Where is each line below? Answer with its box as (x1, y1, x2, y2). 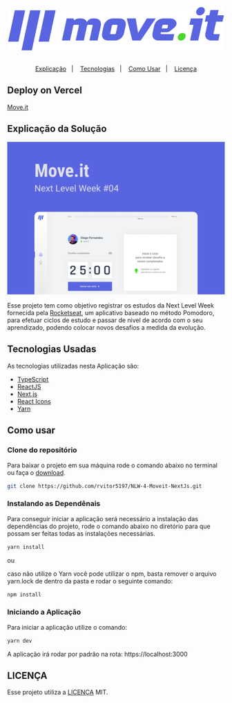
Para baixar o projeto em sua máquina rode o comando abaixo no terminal (7, 461, 217, 469)
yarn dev (7, 637, 32, 644)
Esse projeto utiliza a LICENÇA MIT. (7, 688, 108, 697)
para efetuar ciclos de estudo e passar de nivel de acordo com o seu (7, 316, 203, 324)
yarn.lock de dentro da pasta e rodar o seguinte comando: (7, 577, 173, 585)
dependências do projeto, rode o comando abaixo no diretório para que (7, 522, 211, 530)
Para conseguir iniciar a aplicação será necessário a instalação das (7, 514, 199, 523)
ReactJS (17, 382, 41, 391)
